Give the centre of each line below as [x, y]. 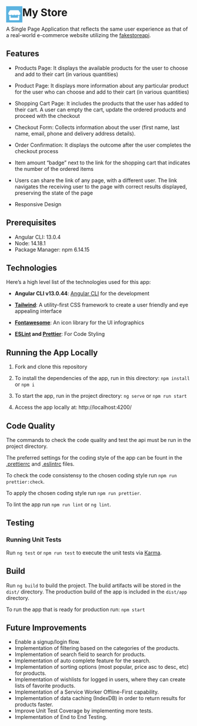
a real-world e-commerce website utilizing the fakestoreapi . [79, 35]
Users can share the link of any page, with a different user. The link [96, 180]
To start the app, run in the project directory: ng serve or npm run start [101, 396]
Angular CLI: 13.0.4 [38, 237]
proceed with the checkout [47, 115]
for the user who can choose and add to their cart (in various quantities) [102, 92]
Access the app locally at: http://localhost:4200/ [73, 407]
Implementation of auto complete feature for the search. [83, 661]
